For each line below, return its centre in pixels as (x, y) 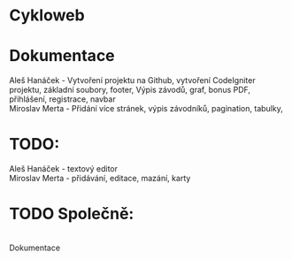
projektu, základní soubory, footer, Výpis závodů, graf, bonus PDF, (130, 90)
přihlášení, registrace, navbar (63, 99)
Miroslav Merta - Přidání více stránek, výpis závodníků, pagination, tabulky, (146, 109)
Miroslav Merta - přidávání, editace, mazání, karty (100, 179)
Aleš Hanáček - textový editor (63, 169)
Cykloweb (47, 15)
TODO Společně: (72, 214)
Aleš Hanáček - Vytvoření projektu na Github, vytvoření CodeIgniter (132, 80)
